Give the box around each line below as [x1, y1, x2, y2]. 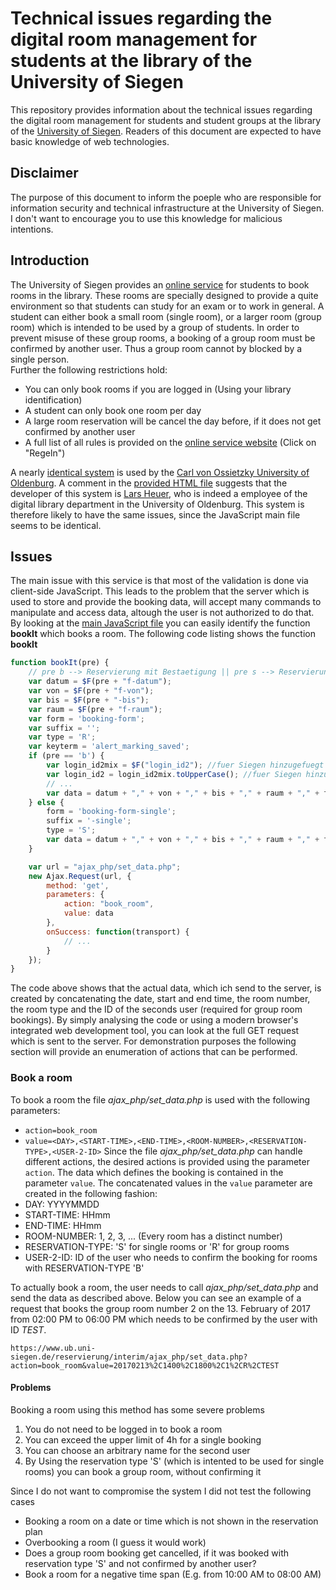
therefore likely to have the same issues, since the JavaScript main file [10, 508, 301, 521]
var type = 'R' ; [28, 732, 97, 742]
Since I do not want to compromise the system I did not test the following [10, 1485, 312, 1497]
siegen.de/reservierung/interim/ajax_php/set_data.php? [10, 1352, 248, 1362]
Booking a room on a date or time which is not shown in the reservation [24, 1515, 319, 1527]
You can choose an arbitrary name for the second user [24, 1444, 251, 1456]
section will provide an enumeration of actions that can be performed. [10, 1046, 298, 1058]
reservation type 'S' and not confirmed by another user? [24, 1557, 257, 1569]
